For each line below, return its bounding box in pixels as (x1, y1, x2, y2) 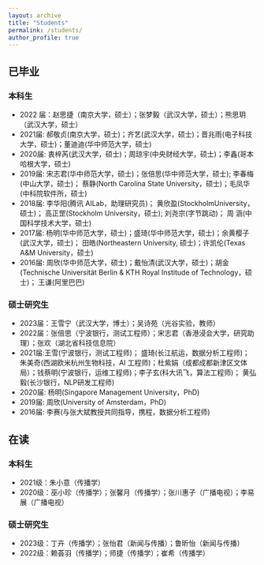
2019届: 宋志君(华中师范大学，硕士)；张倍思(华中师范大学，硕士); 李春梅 (19, 169, 255, 178)
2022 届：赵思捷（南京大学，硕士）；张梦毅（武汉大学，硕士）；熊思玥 (19, 110, 247, 119)
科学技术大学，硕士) (26, 218, 92, 227)
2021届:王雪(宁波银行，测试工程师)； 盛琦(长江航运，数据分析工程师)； (19, 348, 250, 357)
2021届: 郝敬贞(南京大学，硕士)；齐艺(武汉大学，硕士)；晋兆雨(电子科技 (19, 129, 252, 139)
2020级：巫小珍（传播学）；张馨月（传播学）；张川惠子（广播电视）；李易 (19, 487, 255, 497)
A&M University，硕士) (19, 248, 94, 257)
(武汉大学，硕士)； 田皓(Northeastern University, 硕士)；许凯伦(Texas (19, 238, 246, 247)
